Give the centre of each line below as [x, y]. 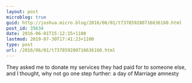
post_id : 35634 [25, 28]
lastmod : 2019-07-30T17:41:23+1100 [50, 39]
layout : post [22, 12]
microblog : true [26, 17]
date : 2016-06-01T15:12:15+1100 [46, 34]
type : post [20, 45]
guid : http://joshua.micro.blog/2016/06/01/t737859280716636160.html [94, 23]
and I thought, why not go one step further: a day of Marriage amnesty [93, 73]
